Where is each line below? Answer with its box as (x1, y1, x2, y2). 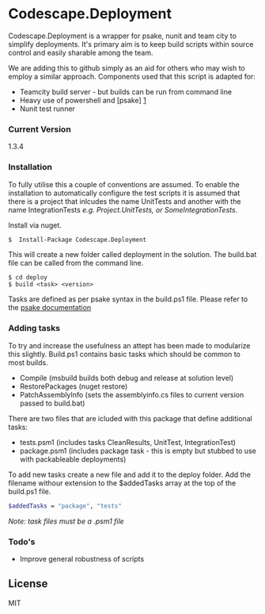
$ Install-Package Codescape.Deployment (8, 236, 147, 244)
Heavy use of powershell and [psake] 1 (19, 95, 146, 105)
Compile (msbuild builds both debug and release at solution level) (19, 373, 234, 382)
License (8, 577, 48, 591)
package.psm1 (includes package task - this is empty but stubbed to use (19, 446, 257, 455)
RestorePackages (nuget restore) (19, 382, 128, 391)
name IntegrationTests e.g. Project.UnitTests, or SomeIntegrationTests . (8, 205, 238, 214)
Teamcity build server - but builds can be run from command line (19, 86, 232, 96)
